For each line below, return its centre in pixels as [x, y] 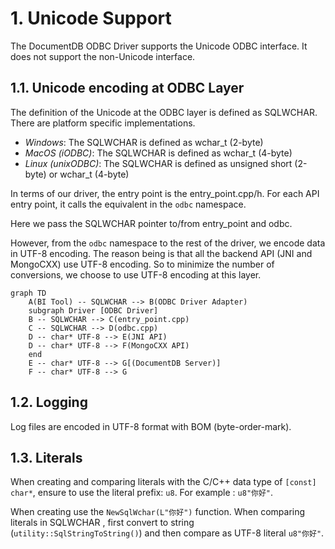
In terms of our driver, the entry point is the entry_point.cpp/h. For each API [165, 193]
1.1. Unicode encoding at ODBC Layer [127, 88]
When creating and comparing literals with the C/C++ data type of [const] [163, 482]
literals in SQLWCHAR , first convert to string [102, 523]
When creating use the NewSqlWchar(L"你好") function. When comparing [158, 512]
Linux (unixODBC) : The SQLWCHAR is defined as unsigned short [158, 163]
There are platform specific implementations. [103, 123]
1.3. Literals [46, 457]
